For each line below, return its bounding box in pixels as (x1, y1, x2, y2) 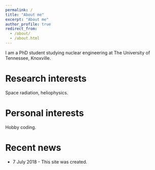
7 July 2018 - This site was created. (12, 158, 87, 165)
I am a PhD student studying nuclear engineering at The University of (5, 49, 150, 56)
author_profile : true (5, 21, 51, 27)
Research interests (5, 73, 87, 84)
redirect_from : (5, 26, 38, 31)
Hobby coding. (5, 124, 37, 130)
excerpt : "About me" (5, 17, 49, 22)
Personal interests (5, 108, 84, 119)
